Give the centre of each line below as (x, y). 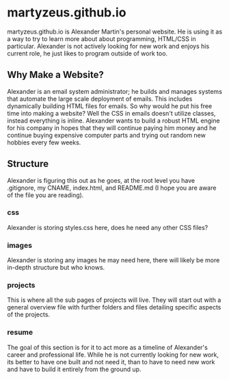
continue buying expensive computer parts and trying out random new (107, 135)
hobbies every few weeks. (44, 142)
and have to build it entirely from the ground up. (74, 369)
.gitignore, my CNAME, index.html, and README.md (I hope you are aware (112, 188)
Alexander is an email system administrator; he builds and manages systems (114, 91)
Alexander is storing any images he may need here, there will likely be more (113, 260)
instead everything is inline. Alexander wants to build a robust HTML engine (113, 121)
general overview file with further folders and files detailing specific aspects (114, 307)
